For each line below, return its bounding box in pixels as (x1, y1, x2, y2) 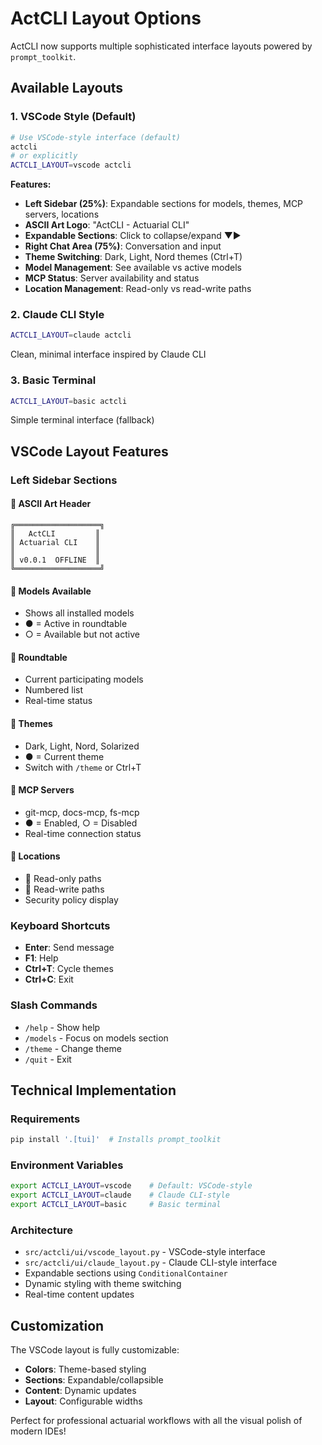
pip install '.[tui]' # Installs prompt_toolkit (10, 1135, 222, 1145)
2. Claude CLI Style (10, 308, 105, 322)
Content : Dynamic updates (24, 1385, 137, 1397)
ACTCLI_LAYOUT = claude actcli (10, 330, 132, 341)
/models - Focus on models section (24, 1032, 169, 1044)
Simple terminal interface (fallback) (10, 414, 155, 426)
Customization (10, 1317, 105, 1334)
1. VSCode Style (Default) (10, 110, 137, 124)
